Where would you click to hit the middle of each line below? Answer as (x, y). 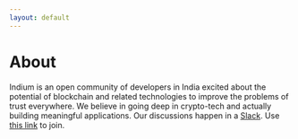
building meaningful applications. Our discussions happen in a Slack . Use (145, 115)
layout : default (39, 17)
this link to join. (37, 125)
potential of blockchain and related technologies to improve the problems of (149, 96)
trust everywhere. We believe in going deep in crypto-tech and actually (140, 106)
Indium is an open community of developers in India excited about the (138, 87)
